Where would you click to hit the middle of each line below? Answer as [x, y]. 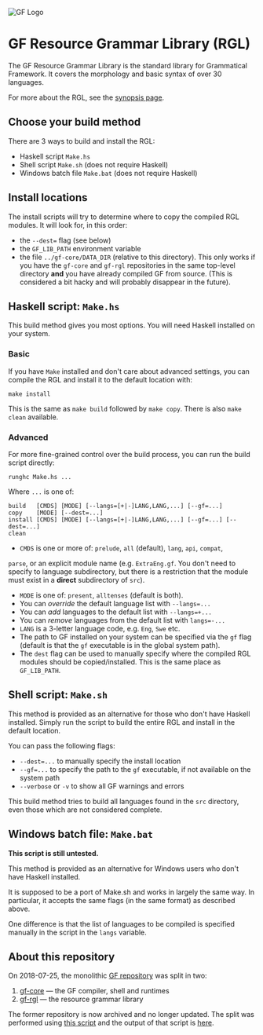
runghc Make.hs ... [40, 477]
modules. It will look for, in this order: [68, 225]
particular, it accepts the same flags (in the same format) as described [122, 900]
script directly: [31, 463]
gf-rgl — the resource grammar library [81, 999]
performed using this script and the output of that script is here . [111, 1023]
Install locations [48, 197]
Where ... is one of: [41, 492]
